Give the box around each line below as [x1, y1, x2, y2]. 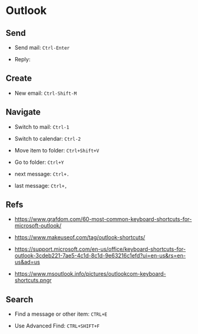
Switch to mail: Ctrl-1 [14, 123, 69, 131]
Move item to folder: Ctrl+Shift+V [14, 146, 100, 154]
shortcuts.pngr [14, 277, 52, 284]
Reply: [14, 56, 31, 63]
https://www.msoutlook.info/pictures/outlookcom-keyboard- [14, 270, 166, 278]
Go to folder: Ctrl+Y [14, 158, 64, 166]
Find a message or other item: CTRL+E [14, 310, 108, 318]
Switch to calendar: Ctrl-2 [14, 135, 81, 142]
